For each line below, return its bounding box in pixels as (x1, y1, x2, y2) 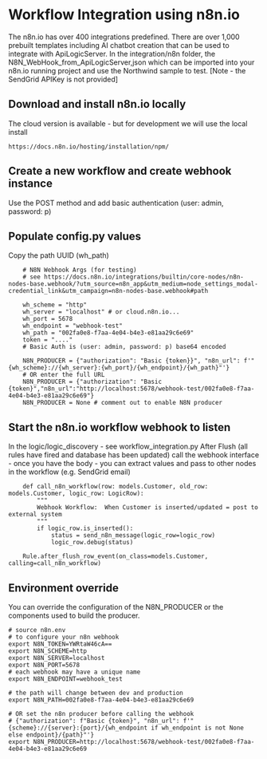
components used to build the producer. (8, 611, 140, 620)
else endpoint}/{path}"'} (8, 731, 94, 739)
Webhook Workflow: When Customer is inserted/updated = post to (37, 504, 259, 512)
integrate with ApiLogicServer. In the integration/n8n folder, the (8, 49, 216, 58)
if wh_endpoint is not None (151, 724, 245, 732)
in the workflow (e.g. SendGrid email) (8, 467, 132, 476)
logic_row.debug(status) (50, 539, 134, 547)
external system (8, 511, 62, 519)
